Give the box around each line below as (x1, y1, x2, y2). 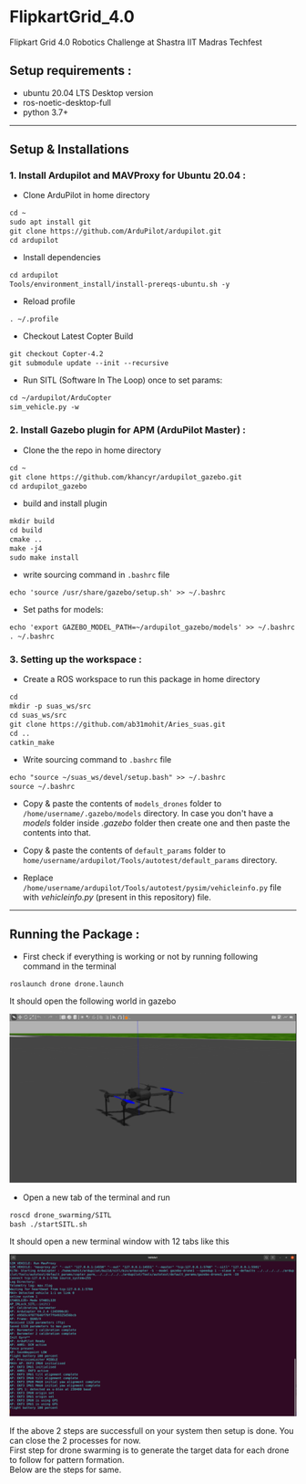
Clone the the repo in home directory (22, 445, 162, 456)
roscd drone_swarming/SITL (9, 1211, 112, 1220)
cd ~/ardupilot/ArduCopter (9, 394, 112, 403)
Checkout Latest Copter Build (22, 331, 134, 342)
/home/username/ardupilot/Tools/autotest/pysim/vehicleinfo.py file (22, 882, 282, 893)
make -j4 (9, 543, 43, 553)
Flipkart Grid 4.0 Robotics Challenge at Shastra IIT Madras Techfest (9, 37, 262, 47)
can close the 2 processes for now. (9, 1435, 141, 1446)
